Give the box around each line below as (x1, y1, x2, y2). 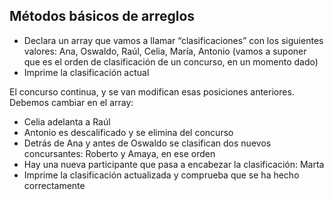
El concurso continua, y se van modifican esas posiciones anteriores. (9, 85, 295, 98)
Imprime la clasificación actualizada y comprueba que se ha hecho (23, 169, 300, 181)
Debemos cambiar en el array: (9, 96, 134, 108)
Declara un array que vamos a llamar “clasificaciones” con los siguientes (23, 34, 324, 46)
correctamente (23, 179, 86, 191)
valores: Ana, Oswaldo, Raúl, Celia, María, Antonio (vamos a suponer (23, 45, 307, 57)
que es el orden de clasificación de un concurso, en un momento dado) (23, 55, 319, 68)
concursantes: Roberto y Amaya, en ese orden (23, 147, 216, 159)
